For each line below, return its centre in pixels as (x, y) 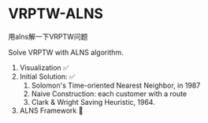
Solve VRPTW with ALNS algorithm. (66, 52)
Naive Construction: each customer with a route (109, 93)
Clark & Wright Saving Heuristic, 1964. (93, 102)
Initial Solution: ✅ (47, 76)
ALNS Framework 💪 (51, 110)
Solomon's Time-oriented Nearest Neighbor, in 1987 (116, 85)
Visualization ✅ (44, 67)
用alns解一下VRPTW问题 (48, 36)
